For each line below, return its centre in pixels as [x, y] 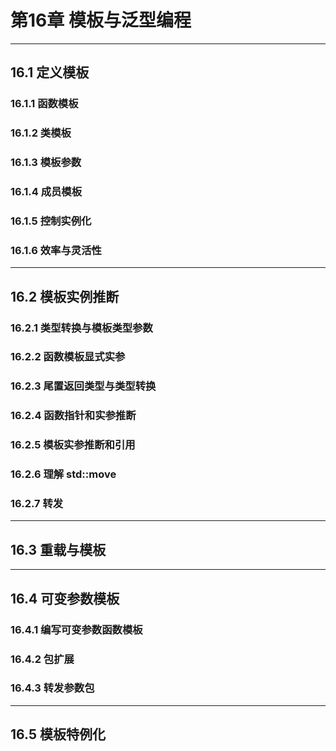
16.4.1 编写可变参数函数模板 [76, 629]
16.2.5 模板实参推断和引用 [73, 445]
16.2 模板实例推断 [65, 296]
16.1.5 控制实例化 [51, 221]
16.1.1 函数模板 [44, 104]
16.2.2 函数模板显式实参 [68, 357]
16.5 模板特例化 [58, 734]
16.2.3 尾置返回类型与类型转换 [83, 386]
